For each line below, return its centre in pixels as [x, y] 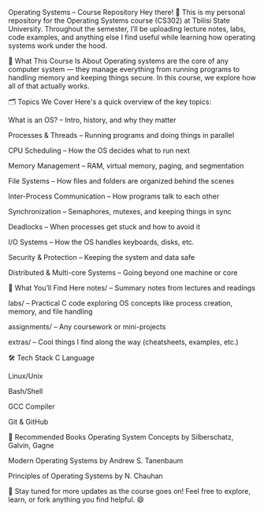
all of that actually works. [49, 86]
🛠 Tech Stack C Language [51, 358]
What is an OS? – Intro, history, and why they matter [92, 120]
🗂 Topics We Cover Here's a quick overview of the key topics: [110, 102]
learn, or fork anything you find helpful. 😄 [76, 499]
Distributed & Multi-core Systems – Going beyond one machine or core [123, 273]
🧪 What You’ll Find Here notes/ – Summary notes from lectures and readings [132, 288]
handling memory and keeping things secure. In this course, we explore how [132, 78]
